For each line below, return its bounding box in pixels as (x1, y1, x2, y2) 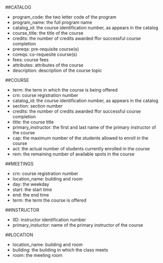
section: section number (12, 103, 63, 109)
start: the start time (12, 187, 52, 193)
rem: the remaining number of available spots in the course (12, 151, 134, 157)
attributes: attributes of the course (12, 62, 84, 68)
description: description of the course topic (12, 67, 102, 73)
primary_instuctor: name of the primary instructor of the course (12, 222, 143, 228)
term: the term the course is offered (12, 197, 87, 203)
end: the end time (12, 192, 49, 198)
